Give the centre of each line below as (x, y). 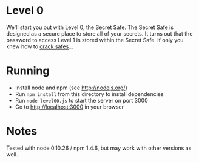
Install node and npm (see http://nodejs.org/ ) (71, 88)
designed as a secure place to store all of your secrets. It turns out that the (99, 33)
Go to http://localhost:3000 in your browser (69, 107)
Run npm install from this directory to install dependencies (89, 94)
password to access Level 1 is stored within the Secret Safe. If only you (95, 40)
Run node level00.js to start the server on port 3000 (81, 100)
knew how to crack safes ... (40, 46)
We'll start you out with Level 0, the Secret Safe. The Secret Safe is (90, 27)
